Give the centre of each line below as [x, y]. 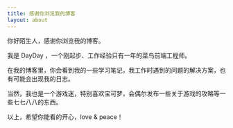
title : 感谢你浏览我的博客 [42, 13]
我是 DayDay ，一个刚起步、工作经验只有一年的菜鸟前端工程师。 [99, 55]
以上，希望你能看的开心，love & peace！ [65, 117]
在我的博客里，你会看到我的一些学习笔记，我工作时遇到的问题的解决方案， [113, 70]
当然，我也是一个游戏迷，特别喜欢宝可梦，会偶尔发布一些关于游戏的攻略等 [113, 93]
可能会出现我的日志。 [43, 79]
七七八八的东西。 [37, 102]
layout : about [28, 20]
